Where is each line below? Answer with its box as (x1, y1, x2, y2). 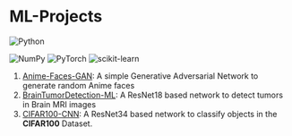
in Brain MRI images (21, 98, 97, 109)
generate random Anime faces (21, 80, 135, 90)
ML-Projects (9, 6, 103, 27)
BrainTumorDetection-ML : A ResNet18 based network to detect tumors (21, 89, 284, 100)
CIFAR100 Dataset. (21, 118, 93, 129)
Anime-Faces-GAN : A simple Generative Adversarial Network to (21, 70, 259, 81)
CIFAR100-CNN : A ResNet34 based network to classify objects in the (21, 108, 278, 119)
